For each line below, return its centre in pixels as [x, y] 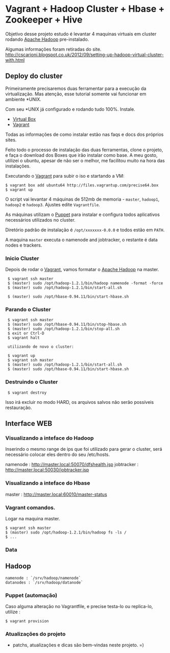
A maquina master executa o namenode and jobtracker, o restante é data [82, 239]
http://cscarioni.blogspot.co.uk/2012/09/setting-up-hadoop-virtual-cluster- [85, 55]
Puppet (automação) [31, 595]
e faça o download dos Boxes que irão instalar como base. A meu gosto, [81, 155]
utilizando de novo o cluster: [41, 347]
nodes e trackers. [24, 245]
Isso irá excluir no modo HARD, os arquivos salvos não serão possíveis [80, 402]
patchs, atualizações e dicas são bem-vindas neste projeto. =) [78, 645]
